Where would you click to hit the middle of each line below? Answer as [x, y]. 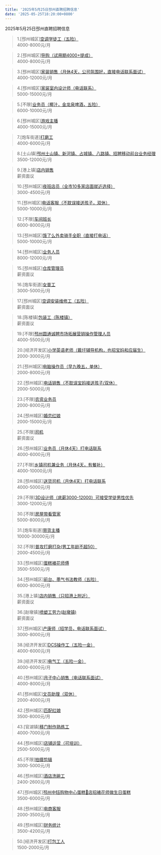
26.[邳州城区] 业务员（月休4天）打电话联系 [59, 448]
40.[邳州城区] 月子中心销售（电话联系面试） [60, 677]
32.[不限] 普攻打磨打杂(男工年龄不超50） [57, 546]
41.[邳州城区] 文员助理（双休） [47, 694]
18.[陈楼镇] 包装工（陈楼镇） [45, 317]
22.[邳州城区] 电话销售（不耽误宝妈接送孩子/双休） [67, 383]
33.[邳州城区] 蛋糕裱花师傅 [43, 563]
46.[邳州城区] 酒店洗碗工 [41, 776]
